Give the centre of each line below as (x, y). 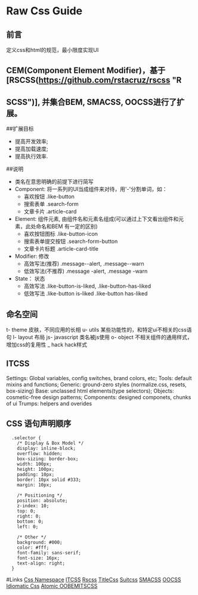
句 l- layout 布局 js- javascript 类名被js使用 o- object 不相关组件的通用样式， (99, 337)
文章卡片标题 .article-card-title (61, 249)
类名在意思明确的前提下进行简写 (54, 182)
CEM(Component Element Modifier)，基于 (86, 71)
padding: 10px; (36, 474)
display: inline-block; (47, 448)
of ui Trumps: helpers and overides (49, 403)
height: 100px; (36, 469)
